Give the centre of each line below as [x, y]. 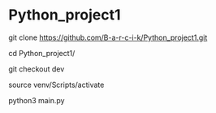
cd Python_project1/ [42, 53]
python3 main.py [37, 100]
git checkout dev [37, 69]
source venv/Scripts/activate [56, 85]
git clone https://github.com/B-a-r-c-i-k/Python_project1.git [108, 37]
